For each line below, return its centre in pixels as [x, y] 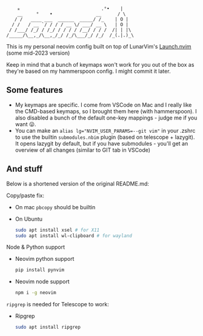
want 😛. [25, 124]
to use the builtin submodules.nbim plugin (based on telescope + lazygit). [105, 137]
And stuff [25, 169]
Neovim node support [42, 281]
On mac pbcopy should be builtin [55, 207]
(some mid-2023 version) [38, 53]
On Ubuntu [29, 219]
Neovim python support [45, 259]
